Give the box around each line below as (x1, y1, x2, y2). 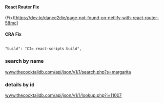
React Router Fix (5, 4, 40, 10)
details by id (5, 81, 35, 88)
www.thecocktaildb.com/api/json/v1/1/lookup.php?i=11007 (5, 92, 122, 98)
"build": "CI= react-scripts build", (5, 47, 82, 51)
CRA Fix (5, 31, 22, 37)
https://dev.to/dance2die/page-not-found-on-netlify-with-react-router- (15, 15, 159, 21)
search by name (5, 58, 44, 65)
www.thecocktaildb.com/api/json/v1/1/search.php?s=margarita (5, 69, 131, 75)
